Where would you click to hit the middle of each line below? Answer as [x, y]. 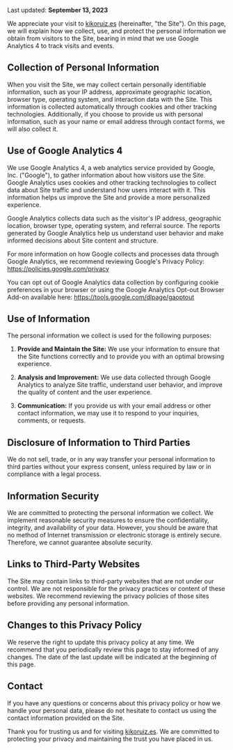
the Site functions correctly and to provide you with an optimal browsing [121, 357]
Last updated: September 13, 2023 [58, 10]
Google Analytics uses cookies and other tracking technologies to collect [112, 182]
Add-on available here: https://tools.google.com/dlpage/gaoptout [101, 297]
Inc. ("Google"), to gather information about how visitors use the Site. [106, 175]
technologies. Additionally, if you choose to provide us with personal [105, 114]
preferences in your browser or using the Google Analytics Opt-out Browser [116, 289]
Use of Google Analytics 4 [65, 151]
